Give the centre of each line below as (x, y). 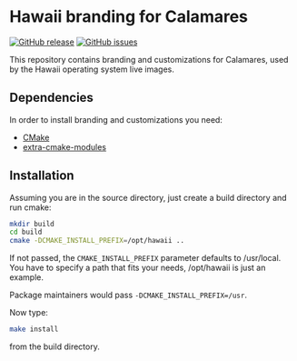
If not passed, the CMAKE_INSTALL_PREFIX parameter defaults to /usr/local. (145, 258)
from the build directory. (54, 346)
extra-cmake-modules (64, 146)
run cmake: (30, 207)
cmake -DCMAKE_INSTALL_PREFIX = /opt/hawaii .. (97, 241)
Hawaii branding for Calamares (129, 17)
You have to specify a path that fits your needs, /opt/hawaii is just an (138, 268)
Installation (42, 176)
